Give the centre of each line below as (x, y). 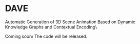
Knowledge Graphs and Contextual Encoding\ (51, 27)
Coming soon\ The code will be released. (46, 36)
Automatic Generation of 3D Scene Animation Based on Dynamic (70, 22)
